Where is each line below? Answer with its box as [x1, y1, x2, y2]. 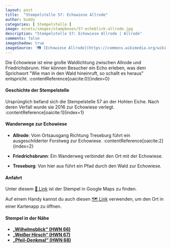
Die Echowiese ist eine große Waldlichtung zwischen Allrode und [5, 59, 141, 65]
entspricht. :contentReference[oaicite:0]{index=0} [5, 75, 110, 81]
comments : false [5, 36, 40, 41]
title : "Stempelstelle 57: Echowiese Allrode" [5, 12, 108, 17]
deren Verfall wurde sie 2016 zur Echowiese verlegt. [5, 104, 115, 110]
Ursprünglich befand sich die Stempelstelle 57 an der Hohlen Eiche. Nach [5, 98, 159, 104]
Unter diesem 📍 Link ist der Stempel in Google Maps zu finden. [5, 186, 137, 192]
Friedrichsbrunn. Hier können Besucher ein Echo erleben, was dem [5, 65, 146, 71]
